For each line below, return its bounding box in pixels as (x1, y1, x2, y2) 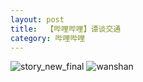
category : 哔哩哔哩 (10, 33, 86, 43)
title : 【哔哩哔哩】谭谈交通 (10, 24, 122, 34)
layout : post (10, 14, 65, 25)
